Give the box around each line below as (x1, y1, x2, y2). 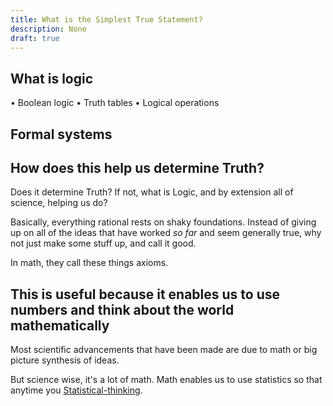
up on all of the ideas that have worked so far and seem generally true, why (10, 227, 322, 239)
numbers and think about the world (10, 301, 235, 318)
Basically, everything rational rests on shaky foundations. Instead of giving (10, 216, 317, 228)
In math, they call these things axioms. (10, 257, 169, 269)
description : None (10, 24, 87, 34)
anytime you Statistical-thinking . (10, 384, 143, 396)
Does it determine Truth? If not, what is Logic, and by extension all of (10, 186, 294, 198)
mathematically (10, 317, 110, 334)
